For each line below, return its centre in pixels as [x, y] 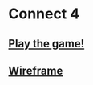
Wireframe [36, 70]
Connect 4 [44, 14]
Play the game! [46, 44]
